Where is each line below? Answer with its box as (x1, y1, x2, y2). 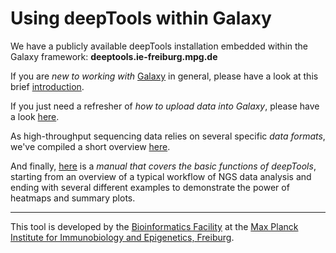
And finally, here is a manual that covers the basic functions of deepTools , (10, 160, 317, 172)
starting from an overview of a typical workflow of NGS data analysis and (10, 170, 312, 182)
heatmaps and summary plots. (10, 192, 136, 204)
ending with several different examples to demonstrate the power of (10, 181, 290, 193)
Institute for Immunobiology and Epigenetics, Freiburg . (10, 231, 235, 243)
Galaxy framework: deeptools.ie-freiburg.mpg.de (10, 50, 218, 62)
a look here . (10, 110, 60, 122)
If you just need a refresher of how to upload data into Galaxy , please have (10, 100, 320, 112)
